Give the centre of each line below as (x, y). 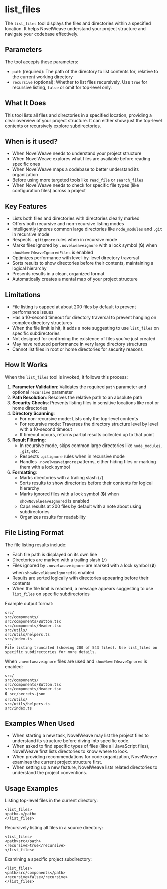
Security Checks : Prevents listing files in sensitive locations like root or (85, 403)
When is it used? (32, 141)
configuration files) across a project (49, 191)
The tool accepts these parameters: (42, 62)
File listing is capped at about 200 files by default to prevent (74, 307)
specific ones (26, 164)
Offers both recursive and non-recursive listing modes (68, 224)
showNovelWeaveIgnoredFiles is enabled (53, 253)
